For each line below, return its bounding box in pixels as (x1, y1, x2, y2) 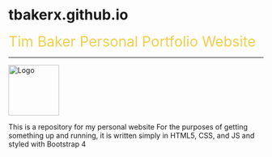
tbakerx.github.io (8, 6, 129, 24)
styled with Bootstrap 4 (8, 139, 87, 149)
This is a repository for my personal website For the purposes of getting (8, 121, 249, 131)
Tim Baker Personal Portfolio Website (8, 32, 257, 50)
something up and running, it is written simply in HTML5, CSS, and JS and (8, 130, 255, 140)
